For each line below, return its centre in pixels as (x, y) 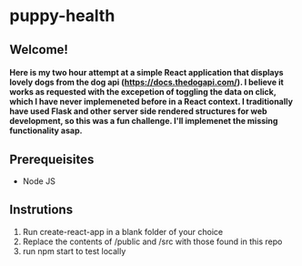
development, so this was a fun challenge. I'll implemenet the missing (144, 121)
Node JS (39, 181)
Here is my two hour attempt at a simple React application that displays (146, 73)
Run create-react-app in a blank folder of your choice (123, 231)
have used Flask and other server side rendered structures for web (138, 111)
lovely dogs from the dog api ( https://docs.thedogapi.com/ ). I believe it (146, 82)
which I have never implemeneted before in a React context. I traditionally (151, 102)
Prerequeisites (52, 159)
